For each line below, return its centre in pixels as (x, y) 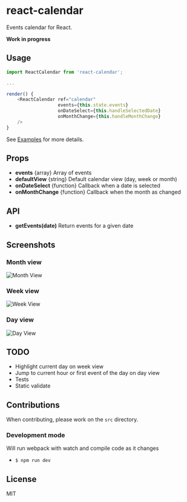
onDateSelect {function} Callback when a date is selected (87, 186)
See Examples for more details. (45, 139)
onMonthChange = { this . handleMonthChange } (110, 116)
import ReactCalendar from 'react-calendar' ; (64, 72)
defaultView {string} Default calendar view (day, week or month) (96, 179)
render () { (20, 94)
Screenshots (31, 245)
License (21, 479)
